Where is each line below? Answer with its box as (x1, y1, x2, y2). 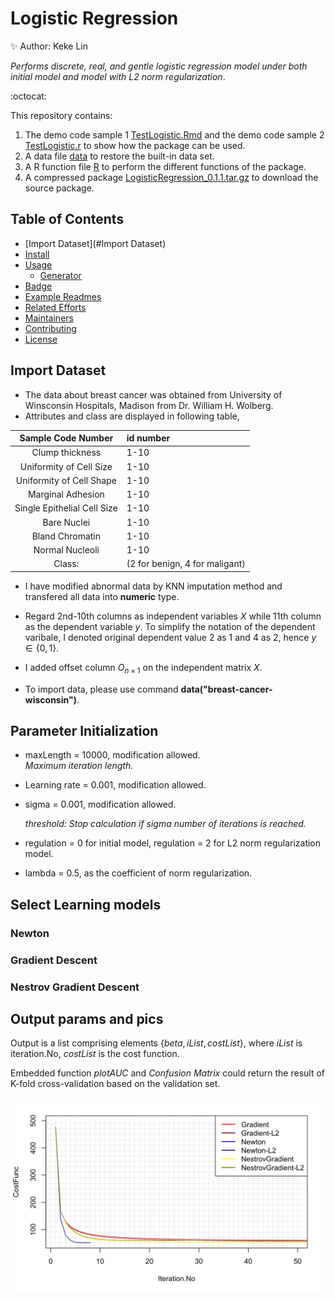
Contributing (24, 322, 77, 334)
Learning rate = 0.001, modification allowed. (24, 779, 207, 791)
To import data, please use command (24, 683, 179, 695)
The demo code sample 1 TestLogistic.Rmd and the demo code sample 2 (24, 128, 325, 141)
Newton (10, 926, 50, 940)
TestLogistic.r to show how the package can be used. (24, 139, 246, 151)
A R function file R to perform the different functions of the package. (24, 160, 307, 172)
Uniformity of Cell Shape (15, 474, 117, 486)
